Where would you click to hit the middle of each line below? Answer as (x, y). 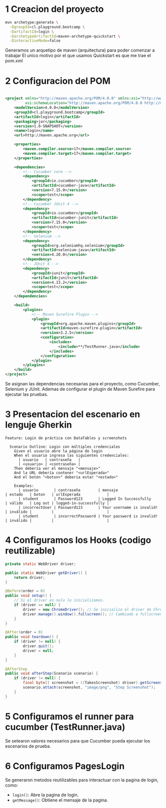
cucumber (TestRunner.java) (65, 727)
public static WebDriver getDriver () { (46, 573)
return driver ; (30, 577)
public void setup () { (28, 596)
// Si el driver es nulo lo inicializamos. (60, 600)
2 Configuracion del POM (58, 81)
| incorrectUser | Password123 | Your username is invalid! (88, 507)
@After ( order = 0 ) (24, 632)
